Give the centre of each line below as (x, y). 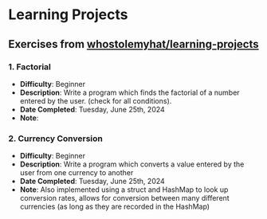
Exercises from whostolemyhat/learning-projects (133, 44)
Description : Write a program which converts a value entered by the (132, 164)
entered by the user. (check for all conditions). (96, 100)
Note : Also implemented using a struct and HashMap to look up (124, 190)
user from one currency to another (77, 173)
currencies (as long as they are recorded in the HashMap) (114, 207)
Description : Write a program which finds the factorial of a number (130, 92)
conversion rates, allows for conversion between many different (124, 198)
